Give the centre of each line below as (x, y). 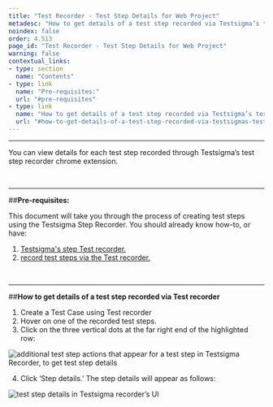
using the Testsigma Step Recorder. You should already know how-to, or (130, 224)
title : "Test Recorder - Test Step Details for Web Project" (114, 16)
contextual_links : (39, 62)
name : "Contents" (45, 76)
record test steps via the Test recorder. (85, 258)
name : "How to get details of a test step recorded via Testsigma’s (134, 115)
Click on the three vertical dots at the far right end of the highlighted (134, 329)
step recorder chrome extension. (63, 161)
